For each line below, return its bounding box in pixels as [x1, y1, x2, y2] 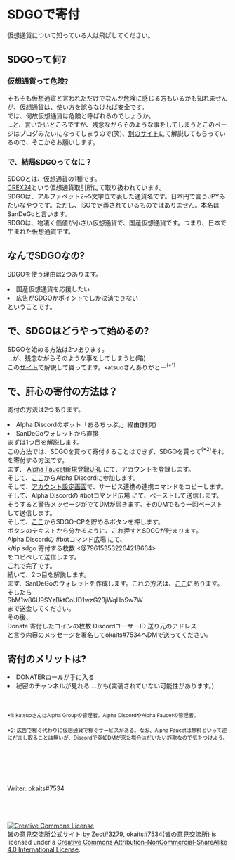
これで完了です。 [7, 561, 56, 570]
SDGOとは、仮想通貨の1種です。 [7, 174, 101, 183]
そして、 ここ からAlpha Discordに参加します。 [7, 473, 140, 482]
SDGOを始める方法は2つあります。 [7, 345, 109, 353]
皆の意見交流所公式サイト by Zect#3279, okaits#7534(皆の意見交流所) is [7, 830, 217, 838]
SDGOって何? [7, 53, 67, 65]
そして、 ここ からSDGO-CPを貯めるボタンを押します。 [7, 517, 165, 526]
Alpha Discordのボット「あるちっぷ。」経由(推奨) [16, 420, 156, 429]
